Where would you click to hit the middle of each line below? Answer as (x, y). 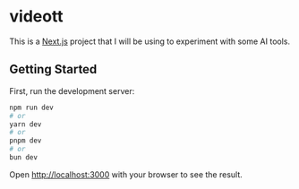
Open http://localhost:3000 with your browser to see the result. (126, 174)
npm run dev (31, 107)
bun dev (24, 158)
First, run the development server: (72, 90)
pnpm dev (26, 141)
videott (37, 17)
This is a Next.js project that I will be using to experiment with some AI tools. (150, 41)
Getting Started (53, 69)
